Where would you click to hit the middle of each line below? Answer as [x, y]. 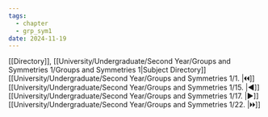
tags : [17, 16]
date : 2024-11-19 [38, 38]
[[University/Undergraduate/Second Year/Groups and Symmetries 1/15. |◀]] [134, 88]
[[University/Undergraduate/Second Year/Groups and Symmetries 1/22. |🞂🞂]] [134, 105]
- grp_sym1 [34, 31]
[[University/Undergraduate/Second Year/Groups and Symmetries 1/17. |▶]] [134, 96]
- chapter [32, 23]
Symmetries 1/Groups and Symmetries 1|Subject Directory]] [107, 70]
